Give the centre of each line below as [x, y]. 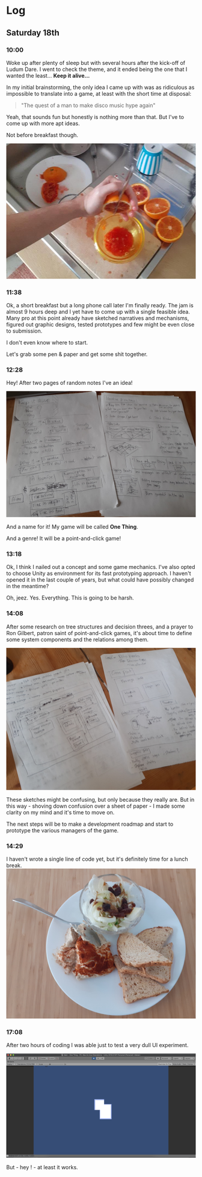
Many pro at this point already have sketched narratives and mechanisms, [98, 318]
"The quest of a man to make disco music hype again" [88, 105]
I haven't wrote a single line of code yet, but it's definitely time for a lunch [97, 859]
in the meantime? [28, 586]
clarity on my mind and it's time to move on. [60, 812]
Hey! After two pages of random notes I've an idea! [69, 383]
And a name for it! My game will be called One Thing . [72, 527]
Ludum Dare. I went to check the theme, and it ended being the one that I [97, 69]
